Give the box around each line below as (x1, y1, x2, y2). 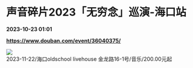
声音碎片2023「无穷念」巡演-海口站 (6, 5, 187, 19)
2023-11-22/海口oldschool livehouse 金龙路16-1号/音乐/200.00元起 (6, 55, 172, 63)
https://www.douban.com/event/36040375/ (6, 37, 121, 44)
